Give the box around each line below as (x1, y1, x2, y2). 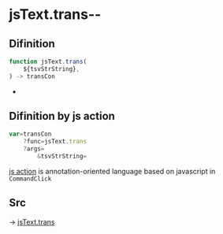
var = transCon (9, 130, 52, 139)
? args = (23, 145, 45, 153)
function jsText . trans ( (9, 58, 87, 65)
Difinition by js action (9, 110, 115, 123)
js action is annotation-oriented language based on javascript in (9, 166, 216, 176)
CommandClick (9, 175, 52, 183)
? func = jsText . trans (23, 138, 87, 146)
